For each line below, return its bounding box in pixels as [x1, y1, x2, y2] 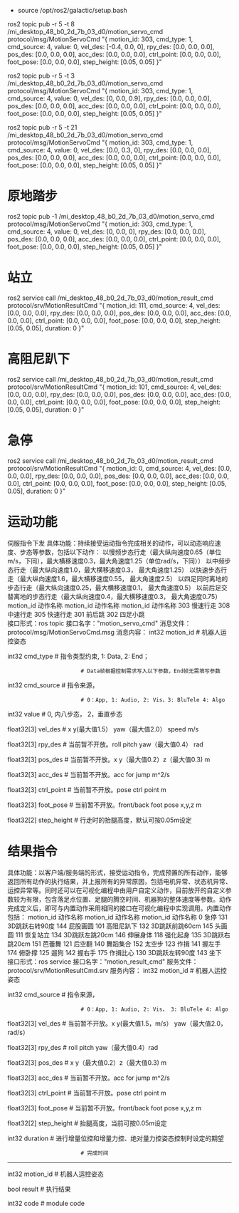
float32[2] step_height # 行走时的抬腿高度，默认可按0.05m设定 [7, 816, 192, 824]
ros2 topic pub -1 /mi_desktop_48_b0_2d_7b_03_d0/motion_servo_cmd [7, 212, 215, 220]
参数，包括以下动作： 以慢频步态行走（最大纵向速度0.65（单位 [38, 548, 222, 556]
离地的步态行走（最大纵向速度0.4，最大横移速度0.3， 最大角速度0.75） [13, 592, 222, 600]
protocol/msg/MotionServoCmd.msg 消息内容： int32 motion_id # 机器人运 [7, 628, 227, 636]
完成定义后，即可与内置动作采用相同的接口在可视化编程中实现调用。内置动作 [7, 904, 232, 912]
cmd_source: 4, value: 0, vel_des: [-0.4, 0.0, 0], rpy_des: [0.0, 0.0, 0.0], [7, 43, 215, 51]
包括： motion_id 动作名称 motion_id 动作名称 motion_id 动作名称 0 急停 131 [7, 912, 228, 921]
